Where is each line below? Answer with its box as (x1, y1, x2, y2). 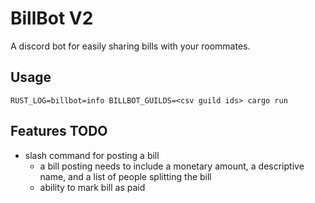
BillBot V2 (10, 7, 94, 30)
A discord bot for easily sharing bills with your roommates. (10, 40, 251, 52)
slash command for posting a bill (24, 149, 160, 161)
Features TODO (10, 123, 108, 140)
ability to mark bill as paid (39, 181, 146, 193)
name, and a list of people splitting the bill (39, 170, 212, 182)
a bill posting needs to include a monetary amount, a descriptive (39, 160, 305, 172)
